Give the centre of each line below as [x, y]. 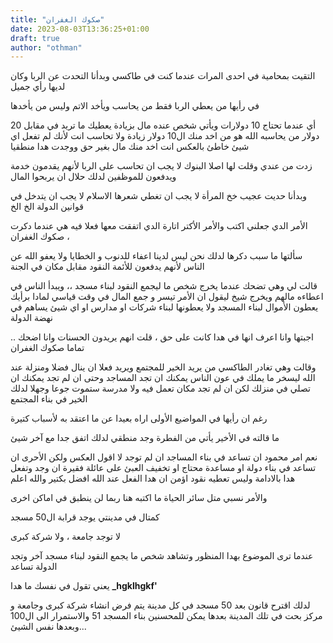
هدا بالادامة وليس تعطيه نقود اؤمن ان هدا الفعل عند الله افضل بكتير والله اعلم [153, 478]
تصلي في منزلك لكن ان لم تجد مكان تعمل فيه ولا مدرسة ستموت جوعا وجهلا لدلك [160, 388]
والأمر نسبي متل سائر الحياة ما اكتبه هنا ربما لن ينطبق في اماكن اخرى [139, 498]
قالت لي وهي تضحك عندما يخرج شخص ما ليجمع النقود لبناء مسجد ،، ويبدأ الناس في [164, 286]
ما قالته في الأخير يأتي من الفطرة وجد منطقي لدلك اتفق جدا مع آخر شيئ [145, 438]
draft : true [35, 38]
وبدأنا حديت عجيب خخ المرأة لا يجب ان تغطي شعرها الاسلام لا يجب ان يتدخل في [159, 196]
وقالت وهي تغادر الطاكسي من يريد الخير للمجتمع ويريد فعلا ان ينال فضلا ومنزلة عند [163, 367]
